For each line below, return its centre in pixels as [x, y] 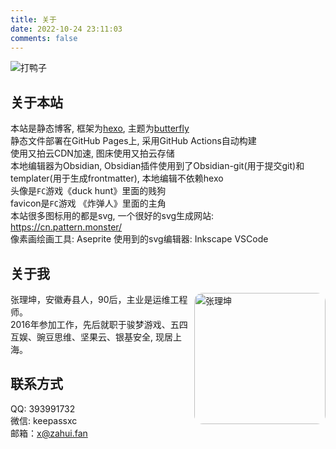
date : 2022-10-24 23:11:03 [66, 29]
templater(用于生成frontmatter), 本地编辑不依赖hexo [117, 178]
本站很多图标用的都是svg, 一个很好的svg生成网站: [112, 216]
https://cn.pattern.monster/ [66, 227]
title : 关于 [33, 19]
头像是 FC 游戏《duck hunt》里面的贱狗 [88, 191]
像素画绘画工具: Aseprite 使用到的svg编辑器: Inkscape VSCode [139, 239]
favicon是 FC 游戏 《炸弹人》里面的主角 [88, 203]
